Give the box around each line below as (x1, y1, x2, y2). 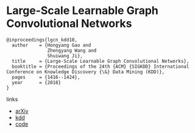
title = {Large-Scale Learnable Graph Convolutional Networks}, (12, 58, 190, 64)
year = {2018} (12, 79, 62, 85)
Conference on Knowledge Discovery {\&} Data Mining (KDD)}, (6, 68, 165, 75)
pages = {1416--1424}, (12, 74, 80, 80)
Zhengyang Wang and (47, 47, 97, 54)
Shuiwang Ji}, (47, 52, 83, 59)
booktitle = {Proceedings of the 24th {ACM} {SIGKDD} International (12, 63, 190, 70)
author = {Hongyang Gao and (12, 42, 91, 48)
